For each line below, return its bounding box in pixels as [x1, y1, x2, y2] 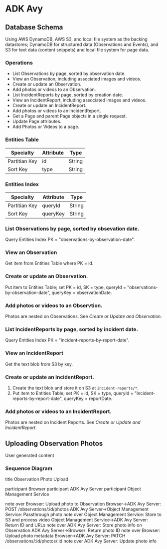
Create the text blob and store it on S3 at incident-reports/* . [12, 384, 139, 390]
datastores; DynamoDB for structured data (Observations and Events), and [5, 41, 159, 47]
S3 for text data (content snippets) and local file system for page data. [5, 47, 150, 52]
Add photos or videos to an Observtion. [5, 302, 103, 309]
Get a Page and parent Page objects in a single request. [12, 113, 127, 119]
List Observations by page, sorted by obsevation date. [5, 225, 140, 232]
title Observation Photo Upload [5, 476, 69, 482]
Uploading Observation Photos [5, 439, 103, 447]
